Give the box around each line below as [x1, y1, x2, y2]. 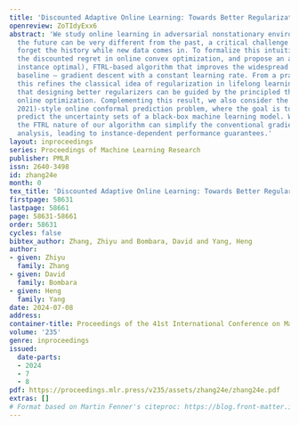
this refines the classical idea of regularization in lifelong [17, 79, 261, 88]
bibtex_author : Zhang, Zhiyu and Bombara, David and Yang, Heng [9, 237, 253, 246]
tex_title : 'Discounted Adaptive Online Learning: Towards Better [9, 187, 261, 196]
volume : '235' [9, 328, 62, 337]
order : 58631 [9, 220, 58, 229]
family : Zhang [17, 262, 69, 271]
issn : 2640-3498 [9, 162, 69, 171]
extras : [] [9, 394, 50, 404]
